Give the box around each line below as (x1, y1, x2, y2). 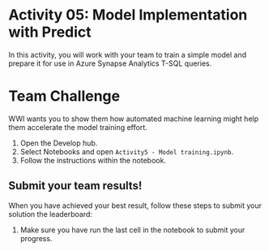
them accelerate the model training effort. (8, 122, 147, 132)
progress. (19, 233, 53, 243)
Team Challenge (8, 87, 120, 106)
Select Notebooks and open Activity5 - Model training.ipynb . (19, 146, 234, 156)
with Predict (8, 23, 92, 41)
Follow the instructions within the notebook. (19, 155, 166, 165)
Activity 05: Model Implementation (8, 6, 248, 24)
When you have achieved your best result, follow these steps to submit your (8, 201, 262, 210)
